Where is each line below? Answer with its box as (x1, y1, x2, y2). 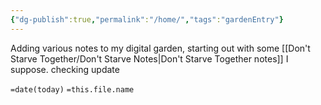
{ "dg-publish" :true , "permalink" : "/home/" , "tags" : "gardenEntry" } (10, 14, 284, 25)
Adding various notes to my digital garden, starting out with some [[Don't (10, 42, 311, 54)
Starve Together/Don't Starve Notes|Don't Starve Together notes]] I (10, 52, 289, 65)
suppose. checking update (10, 63, 120, 75)
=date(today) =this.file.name (10, 84, 135, 95)
